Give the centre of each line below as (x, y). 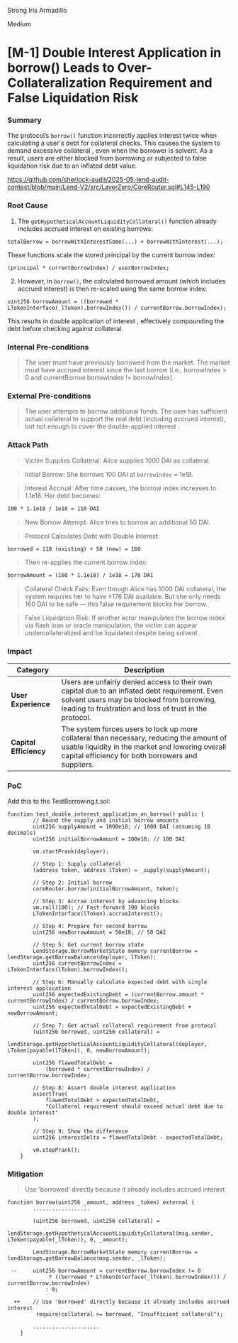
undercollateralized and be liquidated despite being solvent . (113, 633)
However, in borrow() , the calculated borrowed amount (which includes (121, 281)
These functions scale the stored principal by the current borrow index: (111, 254)
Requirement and (160, 83)
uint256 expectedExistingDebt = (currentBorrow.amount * (118, 994)
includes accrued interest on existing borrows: (85, 228)
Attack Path (28, 445)
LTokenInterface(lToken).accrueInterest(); (98, 913)
